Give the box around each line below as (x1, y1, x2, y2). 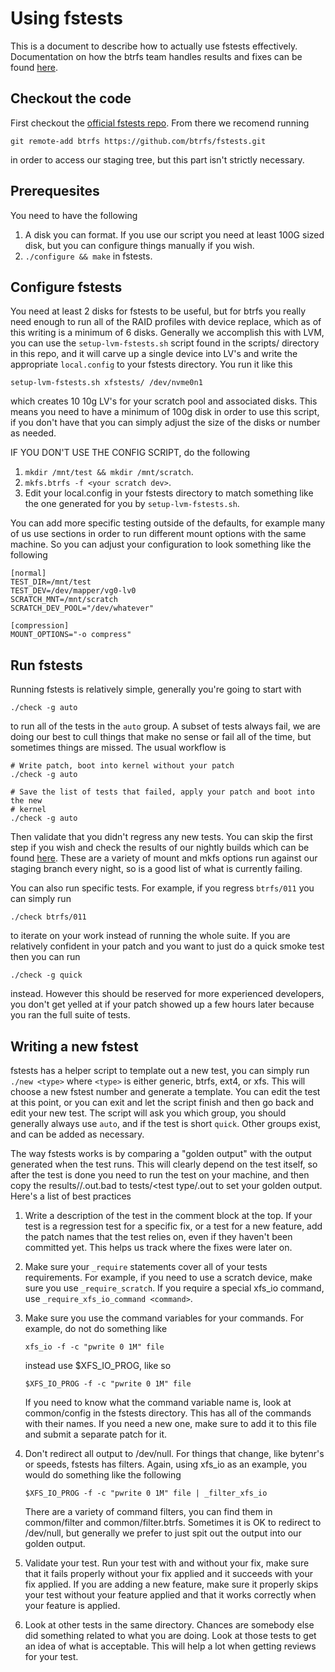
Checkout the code (10, 90, 132, 107)
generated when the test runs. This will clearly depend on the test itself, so (10, 1158, 318, 1170)
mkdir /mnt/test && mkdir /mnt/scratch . (24, 466, 194, 478)
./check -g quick (10, 970, 83, 981)
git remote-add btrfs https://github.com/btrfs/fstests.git (10, 136, 267, 146)
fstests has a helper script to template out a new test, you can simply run (10, 1065, 310, 1076)
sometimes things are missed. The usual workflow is (10, 742, 227, 754)
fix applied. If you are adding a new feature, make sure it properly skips (24, 1578, 319, 1590)
